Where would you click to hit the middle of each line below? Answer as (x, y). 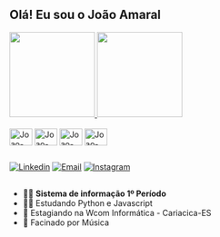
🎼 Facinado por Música (66, 222)
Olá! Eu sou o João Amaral (85, 15)
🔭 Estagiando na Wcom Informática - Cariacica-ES (117, 212)
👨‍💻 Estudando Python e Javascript (87, 202)
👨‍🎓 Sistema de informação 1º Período (94, 193)
